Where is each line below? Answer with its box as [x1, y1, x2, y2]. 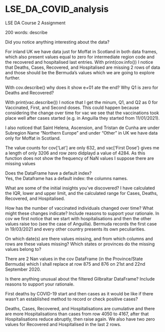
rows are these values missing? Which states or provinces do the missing [5, 241, 155, 247]
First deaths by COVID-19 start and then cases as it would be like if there [5, 290, 154, 296]
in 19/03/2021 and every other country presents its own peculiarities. [5, 226, 146, 232]
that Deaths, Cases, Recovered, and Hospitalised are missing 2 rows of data [5, 64, 160, 70]
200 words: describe [5, 29, 48, 35]
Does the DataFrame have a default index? [5, 170, 92, 176]
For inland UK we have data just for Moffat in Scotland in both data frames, [5, 48, 158, 54]
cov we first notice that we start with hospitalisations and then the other [5, 215, 152, 221]
